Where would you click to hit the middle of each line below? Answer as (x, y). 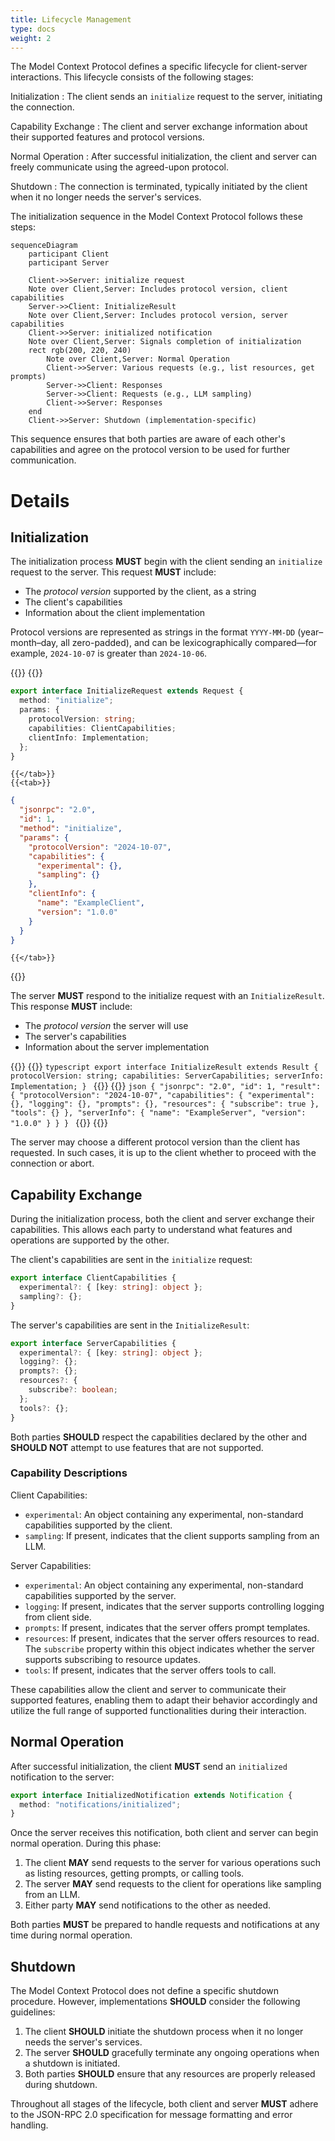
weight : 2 (31, 38)
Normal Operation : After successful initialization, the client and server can (164, 157)
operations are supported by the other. (90, 1240)
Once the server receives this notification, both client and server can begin (164, 1833)
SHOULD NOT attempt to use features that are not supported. (137, 1447)
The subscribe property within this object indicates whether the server (170, 1648)
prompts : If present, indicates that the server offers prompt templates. (167, 1627)
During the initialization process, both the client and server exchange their (162, 1219)
